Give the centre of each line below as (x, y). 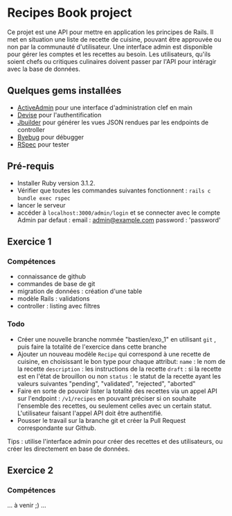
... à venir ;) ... (27, 506)
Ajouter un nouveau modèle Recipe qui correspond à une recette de (114, 354)
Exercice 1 (29, 241)
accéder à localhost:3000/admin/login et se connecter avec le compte (118, 213)
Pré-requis (31, 166)
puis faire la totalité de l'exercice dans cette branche (92, 347)
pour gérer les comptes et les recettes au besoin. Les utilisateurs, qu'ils (109, 54)
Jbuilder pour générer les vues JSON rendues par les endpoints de (113, 122)
